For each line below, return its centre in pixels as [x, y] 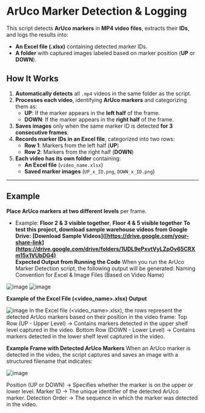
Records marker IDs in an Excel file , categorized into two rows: [95, 139]
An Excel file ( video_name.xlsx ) [64, 165]
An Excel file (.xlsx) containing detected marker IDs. [81, 46]
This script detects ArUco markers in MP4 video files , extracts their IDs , [98, 28]
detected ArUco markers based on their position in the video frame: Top [97, 316]
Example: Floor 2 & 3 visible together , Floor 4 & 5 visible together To [103, 223]
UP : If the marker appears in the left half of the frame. [92, 113]
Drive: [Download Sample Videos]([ [61, 236]
